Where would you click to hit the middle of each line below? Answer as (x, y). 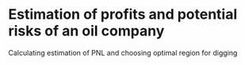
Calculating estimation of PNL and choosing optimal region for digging (123, 52)
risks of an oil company (86, 31)
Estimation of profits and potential (123, 14)
